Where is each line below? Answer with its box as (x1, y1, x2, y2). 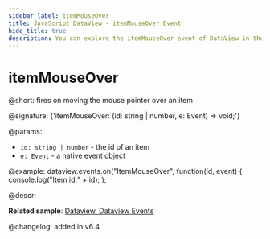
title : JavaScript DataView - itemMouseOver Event (8, 19, 182, 27)
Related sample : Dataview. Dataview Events (8, 206, 154, 216)
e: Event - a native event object (19, 150, 126, 161)
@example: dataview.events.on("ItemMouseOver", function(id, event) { (8, 167, 243, 176)
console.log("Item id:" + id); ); (8, 175, 107, 185)
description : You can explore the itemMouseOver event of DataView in (8, 34, 250, 43)
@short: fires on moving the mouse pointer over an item (8, 96, 194, 105)
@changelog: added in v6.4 (8, 222, 100, 232)
